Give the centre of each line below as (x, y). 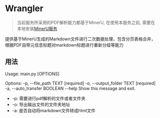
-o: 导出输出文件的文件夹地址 (41, 104)
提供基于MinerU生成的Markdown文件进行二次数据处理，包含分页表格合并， (80, 39)
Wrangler (24, 8)
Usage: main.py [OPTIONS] (32, 74)
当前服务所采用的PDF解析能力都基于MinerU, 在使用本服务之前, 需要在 (86, 22)
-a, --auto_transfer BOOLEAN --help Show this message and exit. (70, 88)
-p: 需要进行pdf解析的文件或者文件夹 (49, 98)
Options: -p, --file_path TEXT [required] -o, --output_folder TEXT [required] (80, 83)
